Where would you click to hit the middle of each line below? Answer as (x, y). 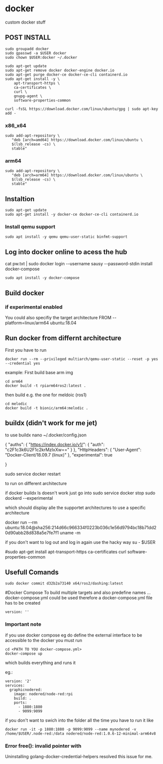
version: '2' (18, 681)
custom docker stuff (25, 22)
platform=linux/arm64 (27, 323)
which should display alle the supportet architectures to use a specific (75, 508)
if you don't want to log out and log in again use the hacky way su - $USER (80, 542)
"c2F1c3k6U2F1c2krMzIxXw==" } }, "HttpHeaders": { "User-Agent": (73, 450)
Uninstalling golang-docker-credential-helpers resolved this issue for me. (79, 756)
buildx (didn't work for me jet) (51, 423)
